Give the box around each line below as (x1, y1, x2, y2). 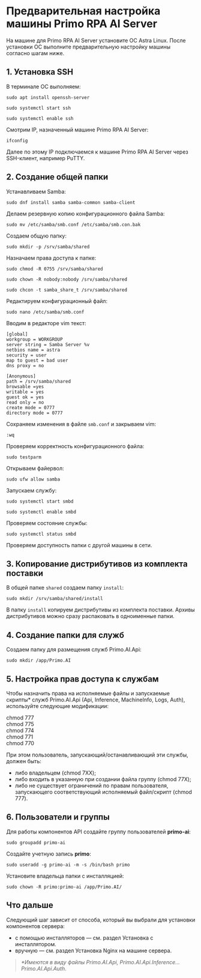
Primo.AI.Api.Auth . (20, 965, 67, 972)
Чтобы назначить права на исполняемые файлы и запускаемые (6, 690, 170, 697)
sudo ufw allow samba (6, 476, 61, 482)
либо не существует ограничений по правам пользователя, (14, 782, 169, 789)
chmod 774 (6, 727, 34, 734)
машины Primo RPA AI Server (6, 17, 158, 31)
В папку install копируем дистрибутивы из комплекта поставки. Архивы (6, 606, 195, 613)
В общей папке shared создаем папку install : (6, 584, 124, 592)
